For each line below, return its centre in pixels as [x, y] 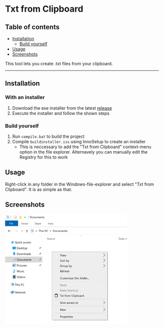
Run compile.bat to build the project [48, 136]
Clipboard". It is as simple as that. [39, 189]
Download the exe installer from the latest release [62, 108]
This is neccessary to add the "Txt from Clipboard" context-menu [85, 147]
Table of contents [32, 27]
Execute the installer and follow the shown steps [61, 113]
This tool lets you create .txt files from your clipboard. [59, 64]
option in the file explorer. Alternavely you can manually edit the [83, 152]
